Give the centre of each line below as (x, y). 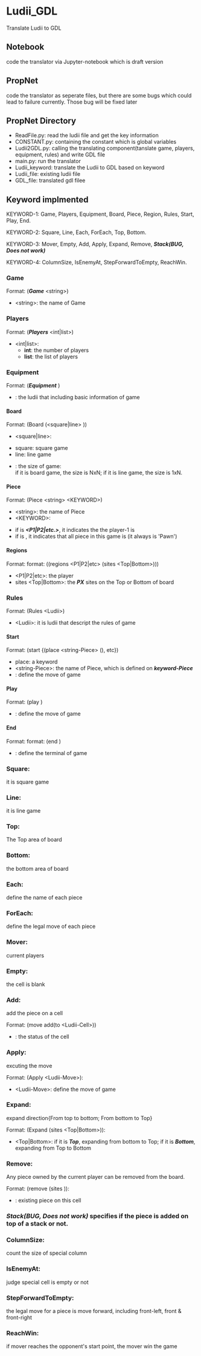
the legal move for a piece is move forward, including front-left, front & (94, 1311)
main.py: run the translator (48, 161)
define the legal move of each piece (51, 927)
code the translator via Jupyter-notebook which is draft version (85, 61)
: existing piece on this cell (48, 1200)
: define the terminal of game (51, 753)
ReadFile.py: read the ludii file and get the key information (87, 135)
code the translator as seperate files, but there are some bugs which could (99, 95)
